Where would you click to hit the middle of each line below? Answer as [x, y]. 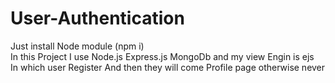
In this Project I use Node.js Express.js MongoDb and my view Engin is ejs [162, 56]
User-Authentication [97, 18]
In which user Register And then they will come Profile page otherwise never [168, 67]
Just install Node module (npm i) [77, 46]
